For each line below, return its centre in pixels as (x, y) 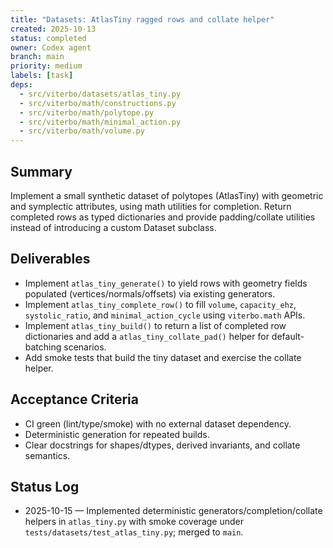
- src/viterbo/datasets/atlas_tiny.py (100, 94)
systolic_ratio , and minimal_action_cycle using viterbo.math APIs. (165, 315)
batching (43, 347)
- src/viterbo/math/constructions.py (98, 103)
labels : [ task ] (42, 76)
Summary (41, 171)
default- (288, 336)
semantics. (47, 455)
